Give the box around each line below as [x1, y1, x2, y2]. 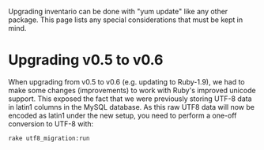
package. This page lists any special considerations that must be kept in [8, 15, 243, 24]
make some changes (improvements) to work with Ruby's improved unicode [8, 85, 256, 95]
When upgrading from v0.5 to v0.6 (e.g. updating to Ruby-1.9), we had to [8, 77, 245, 86]
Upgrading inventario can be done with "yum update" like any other [8, 7, 228, 16]
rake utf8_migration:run [8, 134, 90, 142]
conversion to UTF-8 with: [8, 118, 94, 129]
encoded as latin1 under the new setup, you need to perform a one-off [8, 111, 237, 120]
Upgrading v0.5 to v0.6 [8, 51, 164, 69]
